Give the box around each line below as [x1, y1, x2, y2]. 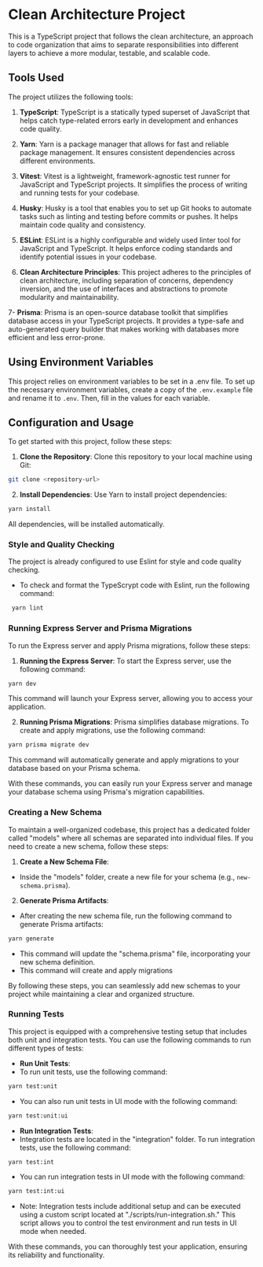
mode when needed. [19, 1227, 87, 1236]
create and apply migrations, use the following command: [19, 726, 206, 735]
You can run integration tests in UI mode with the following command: [19, 1172, 246, 1182]
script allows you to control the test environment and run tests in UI [19, 1218, 237, 1228]
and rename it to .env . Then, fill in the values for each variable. [8, 393, 210, 402]
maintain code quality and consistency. [19, 220, 147, 229]
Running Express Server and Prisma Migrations [8, 623, 192, 634]
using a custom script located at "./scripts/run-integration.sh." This [19, 1210, 236, 1220]
